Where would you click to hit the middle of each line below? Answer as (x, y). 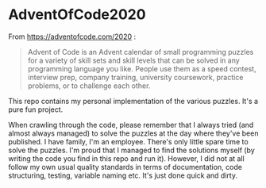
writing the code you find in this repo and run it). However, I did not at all (126, 158)
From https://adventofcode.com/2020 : (72, 36)
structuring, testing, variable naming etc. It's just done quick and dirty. (123, 175)
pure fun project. (36, 109)
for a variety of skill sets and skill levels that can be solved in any (133, 60)
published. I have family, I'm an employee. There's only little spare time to (128, 141)
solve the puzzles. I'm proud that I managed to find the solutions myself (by (132, 150)
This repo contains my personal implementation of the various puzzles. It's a (133, 101)
